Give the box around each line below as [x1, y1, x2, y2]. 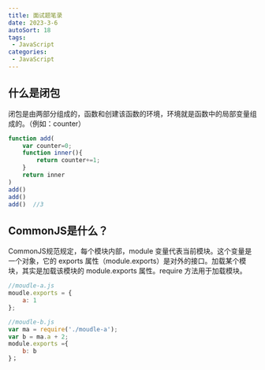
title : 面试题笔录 [8, 11, 63, 20]
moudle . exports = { [8, 289, 73, 298]
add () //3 [8, 200, 44, 209]
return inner [22, 171, 65, 179]
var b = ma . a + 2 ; [8, 332, 69, 341]
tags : [8, 33, 26, 42]
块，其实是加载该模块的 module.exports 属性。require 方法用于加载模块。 [8, 266, 247, 276]
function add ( [8, 135, 55, 142]
